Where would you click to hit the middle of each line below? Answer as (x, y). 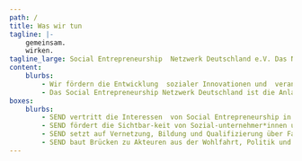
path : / (24, 17)
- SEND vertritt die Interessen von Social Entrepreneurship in (167, 117)
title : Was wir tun (46, 26)
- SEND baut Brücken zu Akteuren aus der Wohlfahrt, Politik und (167, 142)
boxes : (22, 101)
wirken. (40, 51)
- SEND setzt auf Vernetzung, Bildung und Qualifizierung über (162, 134)
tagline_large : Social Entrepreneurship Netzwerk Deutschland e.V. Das (148, 59)
